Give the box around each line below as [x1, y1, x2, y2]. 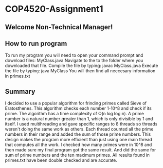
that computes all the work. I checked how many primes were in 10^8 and [5, 142, 152, 147]
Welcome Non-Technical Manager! [5, 23, 113, 31]
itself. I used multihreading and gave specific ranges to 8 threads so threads [5, 121, 158, 127]
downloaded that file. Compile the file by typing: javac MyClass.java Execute [5, 63, 158, 69]
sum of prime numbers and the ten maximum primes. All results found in [5, 152, 150, 158]
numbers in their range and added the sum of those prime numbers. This [5, 131, 151, 137]
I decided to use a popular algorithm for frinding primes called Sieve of [5, 100, 147, 106]
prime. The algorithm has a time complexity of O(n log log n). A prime [5, 111, 144, 117]
